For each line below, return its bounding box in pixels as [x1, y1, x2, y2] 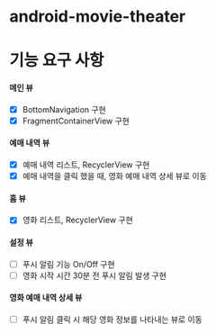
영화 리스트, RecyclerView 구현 [22, 214, 133, 226]
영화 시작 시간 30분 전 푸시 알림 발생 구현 [22, 270, 166, 281]
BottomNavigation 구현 [22, 103, 106, 114]
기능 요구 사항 [9, 50, 104, 71]
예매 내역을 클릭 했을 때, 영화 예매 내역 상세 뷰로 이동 [22, 170, 207, 181]
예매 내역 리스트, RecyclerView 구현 [22, 159, 150, 170]
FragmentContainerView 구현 [22, 115, 130, 126]
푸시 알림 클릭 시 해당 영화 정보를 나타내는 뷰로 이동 [22, 313, 202, 325]
